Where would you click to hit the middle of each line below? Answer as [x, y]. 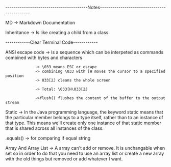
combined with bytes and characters [44, 58]
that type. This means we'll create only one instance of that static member [83, 123]
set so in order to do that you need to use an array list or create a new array [85, 153]
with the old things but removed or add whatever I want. [64, 159]
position [15, 76]
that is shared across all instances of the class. [54, 128]
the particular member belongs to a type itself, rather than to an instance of [84, 117]
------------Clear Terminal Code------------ [52, 42]
